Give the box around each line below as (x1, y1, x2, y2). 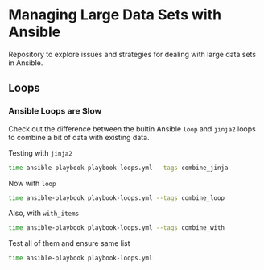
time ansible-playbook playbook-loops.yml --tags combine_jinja (8, 164, 229, 172)
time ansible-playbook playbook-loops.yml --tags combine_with (8, 224, 225, 232)
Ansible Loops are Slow (8, 106, 102, 117)
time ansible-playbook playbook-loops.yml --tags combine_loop (8, 193, 225, 202)
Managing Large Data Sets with (8, 6, 222, 24)
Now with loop (8, 178, 56, 188)
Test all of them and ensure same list (8, 239, 130, 248)
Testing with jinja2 (8, 147, 72, 158)
